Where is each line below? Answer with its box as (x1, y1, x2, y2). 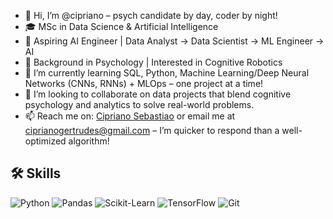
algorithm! (68, 135, 110, 147)
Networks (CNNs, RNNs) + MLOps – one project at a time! (24, 78, 264, 89)
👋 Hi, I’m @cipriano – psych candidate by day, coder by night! (24, 10, 278, 21)
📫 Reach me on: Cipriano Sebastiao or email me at (24, 110, 236, 122)
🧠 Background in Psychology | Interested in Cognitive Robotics (24, 56, 283, 68)
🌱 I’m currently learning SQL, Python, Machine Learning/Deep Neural (24, 67, 310, 79)
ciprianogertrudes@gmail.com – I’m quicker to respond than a (24, 125, 280, 136)
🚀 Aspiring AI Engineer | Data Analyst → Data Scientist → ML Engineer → (24, 35, 325, 47)
